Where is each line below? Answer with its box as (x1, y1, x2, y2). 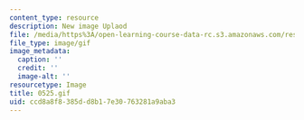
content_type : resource (9, 13, 100, 23)
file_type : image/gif (9, 38, 91, 48)
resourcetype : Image (9, 80, 88, 89)
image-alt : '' (17, 72, 71, 81)
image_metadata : (9, 47, 71, 56)
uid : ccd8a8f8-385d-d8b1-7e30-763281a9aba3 (9, 97, 176, 106)
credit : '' (17, 64, 59, 73)
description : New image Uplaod (9, 22, 128, 31)
